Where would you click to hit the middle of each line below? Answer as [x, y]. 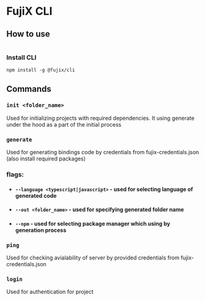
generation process [41, 230]
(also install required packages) [46, 159]
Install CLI [21, 58]
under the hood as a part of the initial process [64, 124]
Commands [29, 89]
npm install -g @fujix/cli [41, 70]
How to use [28, 34]
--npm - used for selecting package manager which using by [92, 223]
